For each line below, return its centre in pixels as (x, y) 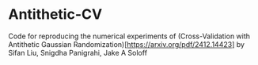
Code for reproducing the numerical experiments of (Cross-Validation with (129, 36)
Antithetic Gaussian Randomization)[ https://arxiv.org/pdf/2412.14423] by (127, 44)
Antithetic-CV (55, 14)
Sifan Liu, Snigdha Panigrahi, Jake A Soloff (78, 52)
